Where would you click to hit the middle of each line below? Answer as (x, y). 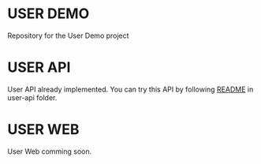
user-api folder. (32, 97)
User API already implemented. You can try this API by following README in (130, 89)
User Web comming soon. (50, 151)
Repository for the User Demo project (68, 35)
